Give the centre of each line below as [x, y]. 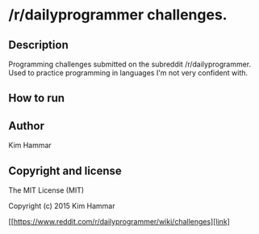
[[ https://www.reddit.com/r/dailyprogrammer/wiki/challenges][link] [119, 222]
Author [26, 126]
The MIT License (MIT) [46, 190]
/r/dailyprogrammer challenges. [118, 15]
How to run [37, 98]
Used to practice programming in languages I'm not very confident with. [128, 73]
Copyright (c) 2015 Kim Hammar [62, 206]
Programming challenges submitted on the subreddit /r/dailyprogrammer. [130, 64]
